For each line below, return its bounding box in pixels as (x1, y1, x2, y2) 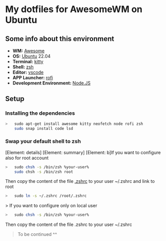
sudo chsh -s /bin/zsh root (14, 169, 73, 174)
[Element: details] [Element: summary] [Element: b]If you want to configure (5, 149, 161, 155)
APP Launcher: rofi (12, 75, 53, 80)
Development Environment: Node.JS (12, 80, 91, 86)
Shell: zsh (12, 64, 34, 70)
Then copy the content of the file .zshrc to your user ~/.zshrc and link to (5, 178, 155, 184)
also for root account (5, 155, 49, 161)
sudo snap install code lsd (14, 126, 73, 131)
